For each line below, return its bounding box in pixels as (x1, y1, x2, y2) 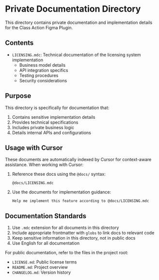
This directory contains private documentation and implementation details (5, 19, 153, 25)
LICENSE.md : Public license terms (12, 259, 77, 265)
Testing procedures (19, 72, 59, 78)
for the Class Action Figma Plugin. (5, 24, 73, 30)
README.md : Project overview (12, 264, 68, 270)
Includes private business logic (12, 124, 74, 130)
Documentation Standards (5, 212, 86, 220)
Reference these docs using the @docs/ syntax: (12, 171, 106, 177)
